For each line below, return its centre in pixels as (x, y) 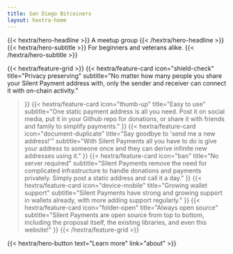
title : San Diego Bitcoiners (49, 14)
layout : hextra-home (37, 20)
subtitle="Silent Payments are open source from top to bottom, (114, 215)
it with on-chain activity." (43, 90)
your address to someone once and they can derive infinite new (115, 148)
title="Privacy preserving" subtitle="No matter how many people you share (115, 76)
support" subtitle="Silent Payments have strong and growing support (123, 193)
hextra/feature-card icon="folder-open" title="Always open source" (121, 207)
